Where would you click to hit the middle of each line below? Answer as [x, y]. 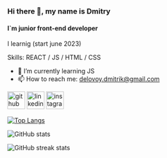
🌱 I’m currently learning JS [56, 71]
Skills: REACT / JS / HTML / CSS [54, 57]
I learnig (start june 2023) [44, 44]
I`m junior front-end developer [53, 28]
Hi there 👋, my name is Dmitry [59, 11]
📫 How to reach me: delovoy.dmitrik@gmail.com [88, 79]
